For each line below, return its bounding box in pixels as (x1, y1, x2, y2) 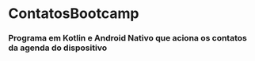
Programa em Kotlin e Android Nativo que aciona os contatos (8, 33, 247, 44)
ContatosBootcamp (8, 5, 139, 23)
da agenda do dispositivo (8, 42, 108, 53)
